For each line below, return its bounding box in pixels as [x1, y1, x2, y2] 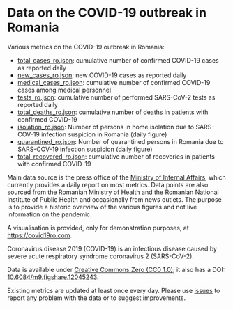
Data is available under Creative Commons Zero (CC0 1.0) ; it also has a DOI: [7, 265, 225, 274]
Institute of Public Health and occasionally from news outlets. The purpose [7, 195, 222, 203]
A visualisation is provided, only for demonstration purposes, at [7, 223, 190, 232]
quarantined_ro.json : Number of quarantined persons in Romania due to [17, 137, 224, 145]
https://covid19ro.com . [7, 231, 73, 239]
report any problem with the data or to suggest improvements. [7, 294, 186, 302]
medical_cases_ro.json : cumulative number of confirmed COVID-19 [17, 78, 211, 86]
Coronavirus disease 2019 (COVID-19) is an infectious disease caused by [7, 244, 218, 253]
